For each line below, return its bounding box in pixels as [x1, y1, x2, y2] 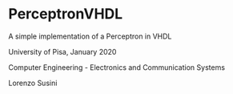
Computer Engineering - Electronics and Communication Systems [8, 62, 226, 72]
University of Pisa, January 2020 [8, 47, 117, 56]
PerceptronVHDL [8, 5, 123, 23]
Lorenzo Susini [8, 78, 58, 88]
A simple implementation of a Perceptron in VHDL [8, 31, 172, 41]
